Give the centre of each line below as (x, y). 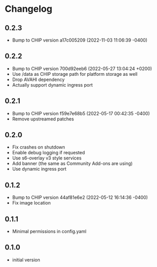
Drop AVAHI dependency (38, 79)
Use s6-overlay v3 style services (47, 158)
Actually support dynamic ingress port (52, 85)
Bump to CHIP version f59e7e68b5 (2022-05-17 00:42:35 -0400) (81, 113)
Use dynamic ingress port (39, 169)
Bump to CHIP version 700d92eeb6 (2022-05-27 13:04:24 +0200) (82, 68)
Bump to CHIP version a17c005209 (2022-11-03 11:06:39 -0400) (80, 40)
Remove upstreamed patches (43, 119)
